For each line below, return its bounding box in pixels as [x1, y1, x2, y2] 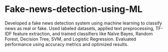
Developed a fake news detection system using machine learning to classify [5, 20, 162, 26]
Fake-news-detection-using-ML [5, 3, 143, 15]
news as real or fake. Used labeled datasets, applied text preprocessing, [5, 25, 154, 31]
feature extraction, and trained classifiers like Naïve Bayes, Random [13, 30, 153, 36]
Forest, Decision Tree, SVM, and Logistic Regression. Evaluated [5, 36, 136, 42]
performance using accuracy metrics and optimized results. [5, 41, 129, 47]
